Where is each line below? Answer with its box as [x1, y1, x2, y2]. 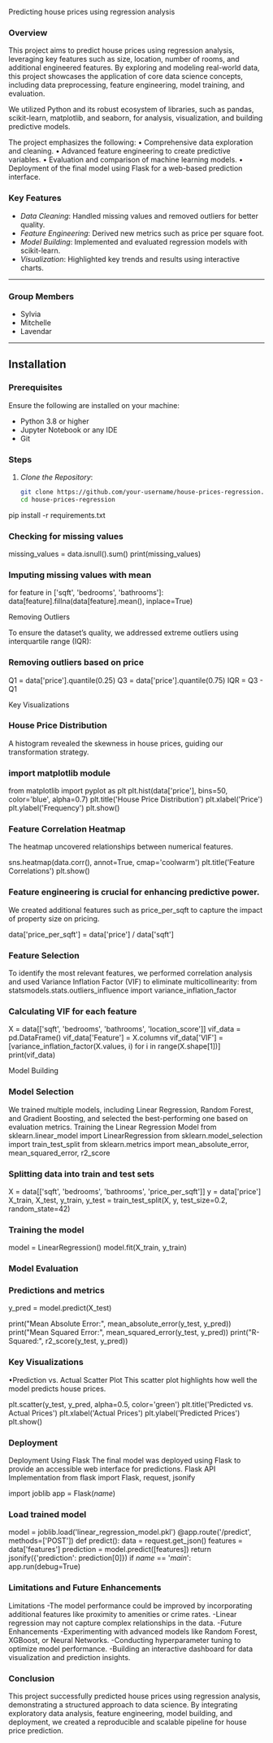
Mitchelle [19, 317, 51, 328]
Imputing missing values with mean [8, 569, 152, 580]
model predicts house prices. [8, 1384, 106, 1393]
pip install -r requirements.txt [8, 510, 106, 519]
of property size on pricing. [8, 914, 100, 924]
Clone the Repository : [19, 472, 93, 482]
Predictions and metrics [8, 1284, 106, 1296]
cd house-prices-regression [19, 495, 115, 503]
